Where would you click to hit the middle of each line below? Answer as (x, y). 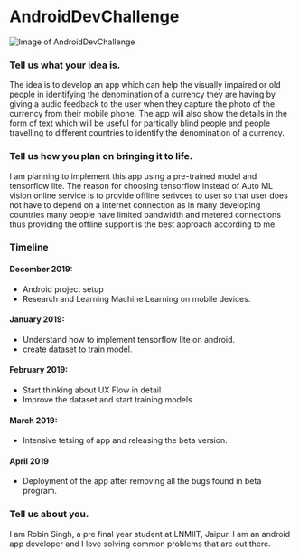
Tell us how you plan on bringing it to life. (101, 156)
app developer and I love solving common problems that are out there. (140, 544)
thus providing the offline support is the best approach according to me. (143, 224)
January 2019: (37, 319)
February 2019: (39, 370)
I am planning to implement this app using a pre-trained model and (133, 176)
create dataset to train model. (77, 349)
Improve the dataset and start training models (107, 400)
